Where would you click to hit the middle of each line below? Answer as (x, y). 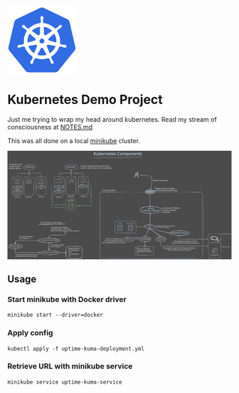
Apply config (30, 333)
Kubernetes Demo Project (85, 100)
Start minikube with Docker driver (67, 299)
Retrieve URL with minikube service (70, 367)
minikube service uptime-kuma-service (65, 382)
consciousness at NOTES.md (50, 127)
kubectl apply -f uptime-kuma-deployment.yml (76, 349)
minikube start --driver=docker (55, 315)
